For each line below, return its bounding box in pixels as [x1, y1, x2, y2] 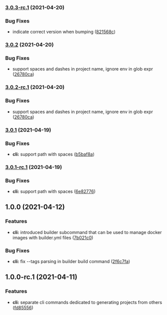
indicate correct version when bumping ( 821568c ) [12, 29, 116, 35]
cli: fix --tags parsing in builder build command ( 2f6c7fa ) [12, 258, 130, 264]
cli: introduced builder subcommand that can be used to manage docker [12, 229, 162, 235]
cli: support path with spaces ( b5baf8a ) [12, 151, 95, 157]
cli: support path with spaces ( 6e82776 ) [12, 188, 96, 194]
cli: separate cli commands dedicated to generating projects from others [12, 299, 162, 305]
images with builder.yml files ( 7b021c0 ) [12, 234, 93, 240]
